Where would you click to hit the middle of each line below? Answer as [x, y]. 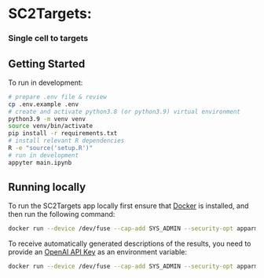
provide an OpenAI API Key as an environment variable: [97, 252]
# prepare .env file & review [58, 97]
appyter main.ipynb [40, 163]
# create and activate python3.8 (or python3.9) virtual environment [125, 112]
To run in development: [46, 82]
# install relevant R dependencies [66, 141]
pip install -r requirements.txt [63, 134]
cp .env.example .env [44, 104]
